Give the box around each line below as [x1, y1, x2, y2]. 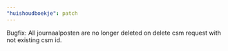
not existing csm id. [6, 35, 62, 44]
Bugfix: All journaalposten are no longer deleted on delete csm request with [6, 29, 222, 37]
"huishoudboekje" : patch [6, 10, 78, 17]
